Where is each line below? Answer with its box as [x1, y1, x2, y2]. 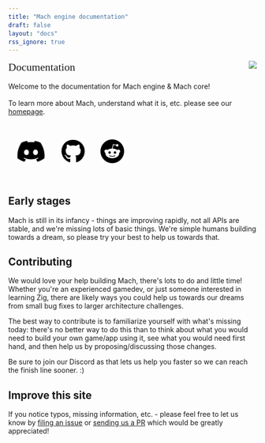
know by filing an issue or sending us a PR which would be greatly [8, 418, 223, 427]
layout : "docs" [8, 29, 58, 37]
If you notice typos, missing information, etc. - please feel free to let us [8, 410, 239, 419]
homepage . [8, 107, 46, 116]
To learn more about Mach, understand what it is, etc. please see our [8, 99, 233, 108]
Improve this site [8, 388, 92, 402]
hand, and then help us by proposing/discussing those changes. [8, 342, 217, 351]
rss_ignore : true [8, 38, 65, 46]
